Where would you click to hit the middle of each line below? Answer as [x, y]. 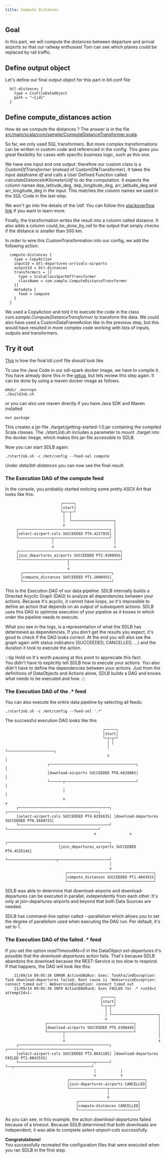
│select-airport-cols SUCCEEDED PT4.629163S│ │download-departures [87, 817]
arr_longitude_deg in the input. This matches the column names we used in [82, 191]
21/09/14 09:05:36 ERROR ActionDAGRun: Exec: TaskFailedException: [85, 975]
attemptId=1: [19, 993]
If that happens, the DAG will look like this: [48, 966]
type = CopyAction [33, 259]
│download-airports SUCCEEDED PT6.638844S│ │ [103, 1027]
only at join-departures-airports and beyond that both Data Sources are [78, 901]
